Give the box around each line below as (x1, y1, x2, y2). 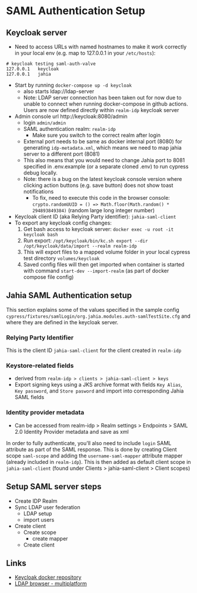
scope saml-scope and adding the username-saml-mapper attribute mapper (6, 452, 183, 459)
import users (23, 516, 55, 523)
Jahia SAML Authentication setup (6, 291, 132, 301)
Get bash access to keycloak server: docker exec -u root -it (23, 226, 174, 232)
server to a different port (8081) (23, 150, 100, 157)
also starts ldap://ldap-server (23, 88, 95, 95)
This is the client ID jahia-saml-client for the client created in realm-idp (6, 347, 182, 354)
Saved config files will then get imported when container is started (23, 261, 185, 268)
